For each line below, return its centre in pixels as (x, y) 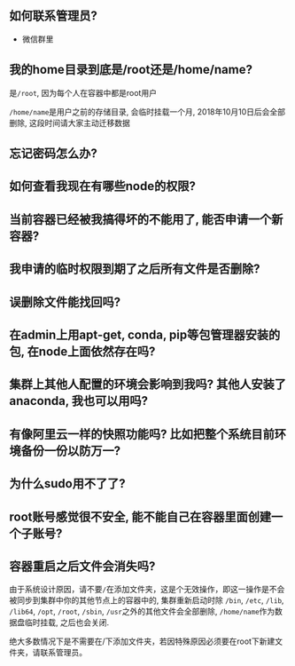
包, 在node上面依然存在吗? (82, 351)
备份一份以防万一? (71, 451)
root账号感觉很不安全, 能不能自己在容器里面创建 (140, 516)
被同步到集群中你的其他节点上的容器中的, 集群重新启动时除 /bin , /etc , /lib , (147, 600)
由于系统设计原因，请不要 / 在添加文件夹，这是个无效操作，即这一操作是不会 (147, 590)
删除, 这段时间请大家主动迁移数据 (70, 123)
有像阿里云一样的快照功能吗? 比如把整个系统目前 (142, 434)
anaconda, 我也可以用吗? (79, 401)
